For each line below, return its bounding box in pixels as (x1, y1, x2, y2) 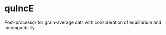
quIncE (4, 3, 34, 14)
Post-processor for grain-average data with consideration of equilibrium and (4, 19, 162, 25)
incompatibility (4, 24, 35, 30)
